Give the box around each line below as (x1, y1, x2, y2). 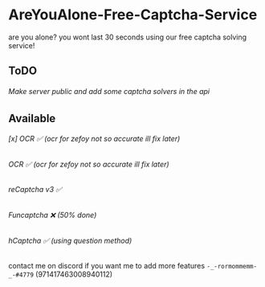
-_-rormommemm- (206, 263, 258, 271)
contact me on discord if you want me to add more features (8, 261, 206, 271)
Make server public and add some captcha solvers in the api (8, 86, 210, 96)
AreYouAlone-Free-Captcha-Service (8, 6, 258, 24)
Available (8, 111, 56, 125)
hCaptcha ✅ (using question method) (8, 236, 132, 245)
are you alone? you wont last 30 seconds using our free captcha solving (8, 32, 247, 42)
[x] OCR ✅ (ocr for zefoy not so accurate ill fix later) (8, 134, 181, 144)
